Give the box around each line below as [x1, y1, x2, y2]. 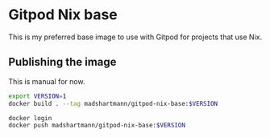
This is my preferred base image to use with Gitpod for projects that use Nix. [8, 32, 263, 42]
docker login [8, 114, 52, 122]
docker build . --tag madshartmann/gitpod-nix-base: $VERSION [8, 99, 218, 107]
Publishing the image [8, 55, 117, 69]
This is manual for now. [8, 76, 85, 86]
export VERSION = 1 [8, 92, 67, 100]
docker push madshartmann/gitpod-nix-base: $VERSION [8, 122, 185, 130]
